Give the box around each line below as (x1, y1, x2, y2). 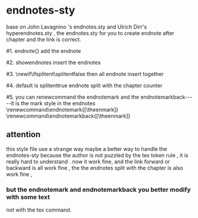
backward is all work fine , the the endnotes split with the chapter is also (6, 164, 183, 171)
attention (6, 129, 41, 140)
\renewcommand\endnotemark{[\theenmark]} (6, 106, 119, 113)
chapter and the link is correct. (6, 36, 81, 43)
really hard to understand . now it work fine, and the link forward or (6, 158, 171, 165)
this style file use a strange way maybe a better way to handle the (6, 145, 168, 152)
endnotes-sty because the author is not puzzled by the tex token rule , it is (6, 151, 188, 159)
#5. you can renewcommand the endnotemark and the (6, 93, 140, 100)
